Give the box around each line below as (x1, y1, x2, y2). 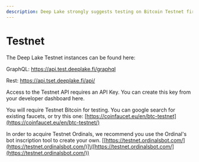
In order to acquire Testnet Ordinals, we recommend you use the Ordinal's (6, 130, 187, 137)
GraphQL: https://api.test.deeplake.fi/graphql (6, 65, 116, 72)
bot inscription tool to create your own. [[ (6, 136, 107, 144)
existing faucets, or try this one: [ (6, 112, 87, 119)
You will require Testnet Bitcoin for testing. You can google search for (6, 106, 176, 113)
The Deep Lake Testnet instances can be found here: (6, 54, 136, 61)
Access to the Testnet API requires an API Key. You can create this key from (6, 88, 191, 96)
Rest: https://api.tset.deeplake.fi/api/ (6, 77, 95, 84)
